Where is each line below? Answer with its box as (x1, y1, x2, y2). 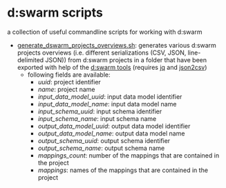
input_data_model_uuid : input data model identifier (37, 92, 182, 101)
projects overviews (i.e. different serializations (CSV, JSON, (17, 48, 187, 57)
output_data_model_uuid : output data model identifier (37, 122, 191, 130)
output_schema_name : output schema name (37, 144, 165, 152)
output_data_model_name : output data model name (37, 129, 185, 138)
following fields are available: (27, 70, 111, 79)
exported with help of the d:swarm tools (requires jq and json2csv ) (17, 63, 207, 71)
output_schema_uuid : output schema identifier (37, 136, 171, 144)
